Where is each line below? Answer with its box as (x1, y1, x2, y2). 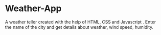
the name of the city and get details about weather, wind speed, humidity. (5, 24, 154, 30)
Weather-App (5, 3, 62, 14)
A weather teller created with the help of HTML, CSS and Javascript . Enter (5, 19, 156, 25)
